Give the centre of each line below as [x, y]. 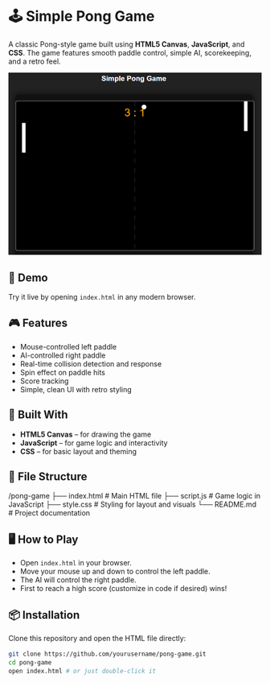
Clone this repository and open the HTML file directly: [97, 638]
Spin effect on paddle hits [63, 372]
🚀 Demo [28, 277]
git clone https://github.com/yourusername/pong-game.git [107, 654]
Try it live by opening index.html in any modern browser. [102, 296]
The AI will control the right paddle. [78, 580]
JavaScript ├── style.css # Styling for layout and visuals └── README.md [133, 504]
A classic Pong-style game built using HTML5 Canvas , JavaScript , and [127, 44]
